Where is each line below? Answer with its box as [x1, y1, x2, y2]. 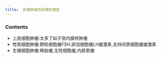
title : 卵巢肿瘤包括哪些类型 [5, 7, 60, 12]
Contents [5, 23, 28, 30]
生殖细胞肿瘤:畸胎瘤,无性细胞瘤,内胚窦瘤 [12, 47, 95, 53]
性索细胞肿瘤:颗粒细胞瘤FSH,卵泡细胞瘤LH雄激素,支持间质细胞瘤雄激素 [12, 41, 157, 47]
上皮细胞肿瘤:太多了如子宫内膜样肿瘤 [12, 35, 88, 41]
